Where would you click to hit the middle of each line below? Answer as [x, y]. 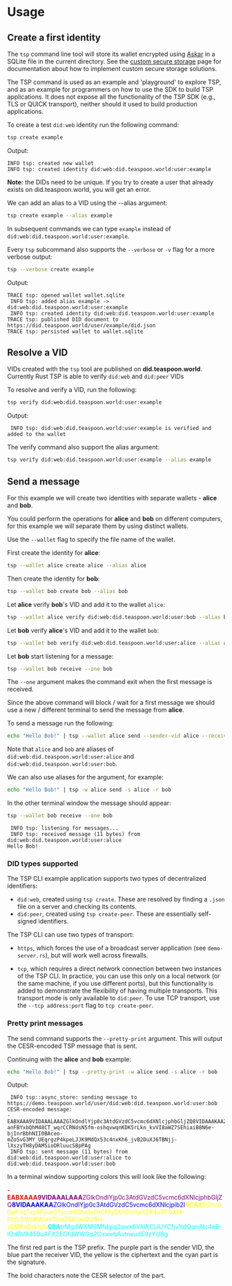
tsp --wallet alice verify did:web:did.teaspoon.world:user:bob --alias [114, 617]
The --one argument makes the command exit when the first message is [110, 682]
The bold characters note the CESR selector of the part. [86, 1276]
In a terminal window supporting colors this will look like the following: [107, 1177]
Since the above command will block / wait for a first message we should [111, 703]
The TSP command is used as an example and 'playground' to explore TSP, [114, 82]
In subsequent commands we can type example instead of [89, 228]
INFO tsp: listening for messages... [64, 828]
